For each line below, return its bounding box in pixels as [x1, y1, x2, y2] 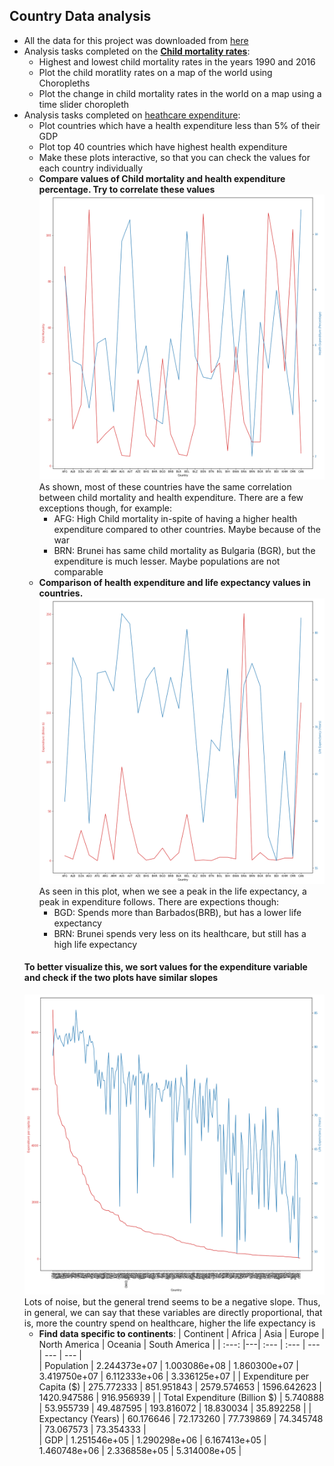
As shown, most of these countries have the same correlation [38, 481, 292, 493]
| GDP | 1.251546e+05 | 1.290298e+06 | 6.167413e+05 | [38, 1434, 267, 1446]
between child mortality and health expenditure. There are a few [38, 492, 304, 504]
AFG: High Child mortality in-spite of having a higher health [53, 513, 298, 525]
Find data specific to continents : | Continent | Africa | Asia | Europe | [38, 1328, 325, 1340]
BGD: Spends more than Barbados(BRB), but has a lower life [53, 906, 302, 918]
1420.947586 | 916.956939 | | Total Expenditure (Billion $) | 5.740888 [38, 1392, 325, 1404]
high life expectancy [53, 938, 138, 950]
